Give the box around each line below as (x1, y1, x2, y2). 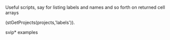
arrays (5, 10, 19, 16)
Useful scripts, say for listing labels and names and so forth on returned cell (5, 5, 165, 10)
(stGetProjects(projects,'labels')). (5, 20, 75, 25)
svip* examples (5, 29, 38, 35)
